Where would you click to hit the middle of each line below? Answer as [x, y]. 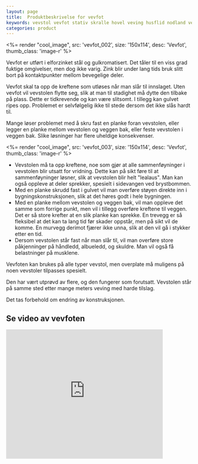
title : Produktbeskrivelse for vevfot [55, 17]
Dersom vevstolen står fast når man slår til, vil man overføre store [94, 241]
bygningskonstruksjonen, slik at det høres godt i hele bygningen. [93, 196]
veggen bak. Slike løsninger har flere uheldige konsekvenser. [80, 136]
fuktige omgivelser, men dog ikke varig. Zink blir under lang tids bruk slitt [95, 69]
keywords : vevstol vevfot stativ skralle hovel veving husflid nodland [96, 22]
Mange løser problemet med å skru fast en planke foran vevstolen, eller [93, 123]
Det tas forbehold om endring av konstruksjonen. [66, 300]
